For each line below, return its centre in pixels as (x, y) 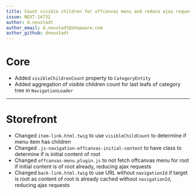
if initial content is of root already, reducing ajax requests (83, 166)
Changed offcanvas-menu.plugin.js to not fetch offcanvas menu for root (102, 160)
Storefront (32, 119)
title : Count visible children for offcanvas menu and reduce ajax (90, 11)
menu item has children (43, 142)
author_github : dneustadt (37, 33)
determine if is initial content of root (57, 154)
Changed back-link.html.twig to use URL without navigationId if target (101, 173)
